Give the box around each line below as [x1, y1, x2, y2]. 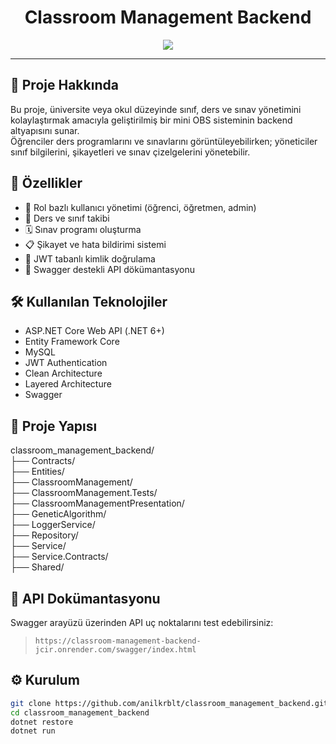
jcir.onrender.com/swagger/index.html [34, 645, 197, 655]
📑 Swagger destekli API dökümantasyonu [24, 263, 195, 275]
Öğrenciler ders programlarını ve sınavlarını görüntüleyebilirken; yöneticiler [10, 135, 318, 147]
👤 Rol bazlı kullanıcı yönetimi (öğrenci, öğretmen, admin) [24, 201, 257, 213]
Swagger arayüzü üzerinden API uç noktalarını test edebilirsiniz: [10, 617, 274, 628]
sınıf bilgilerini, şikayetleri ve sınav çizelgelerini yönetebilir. [10, 146, 251, 158]
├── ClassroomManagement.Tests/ [10, 487, 158, 499]
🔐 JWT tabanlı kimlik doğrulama [24, 252, 156, 265]
